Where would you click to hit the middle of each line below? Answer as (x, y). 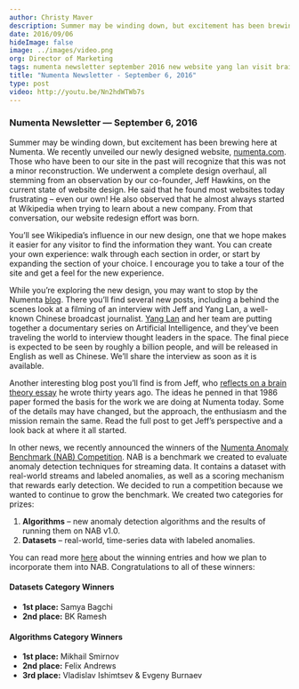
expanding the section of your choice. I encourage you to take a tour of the (147, 263)
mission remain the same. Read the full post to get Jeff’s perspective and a (146, 421)
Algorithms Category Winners (66, 637)
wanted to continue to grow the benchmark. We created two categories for (146, 494)
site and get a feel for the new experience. (87, 273)
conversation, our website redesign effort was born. (105, 218)
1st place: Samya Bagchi (67, 607)
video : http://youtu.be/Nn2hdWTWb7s (77, 92)
